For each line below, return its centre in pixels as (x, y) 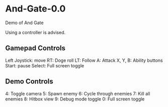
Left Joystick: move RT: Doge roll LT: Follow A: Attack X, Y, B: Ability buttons (84, 60)
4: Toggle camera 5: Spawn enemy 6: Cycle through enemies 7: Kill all (78, 93)
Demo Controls (29, 82)
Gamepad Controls (35, 48)
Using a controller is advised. (35, 32)
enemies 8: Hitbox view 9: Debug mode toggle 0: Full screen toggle (75, 99)
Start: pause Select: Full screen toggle (45, 65)
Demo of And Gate (24, 23)
